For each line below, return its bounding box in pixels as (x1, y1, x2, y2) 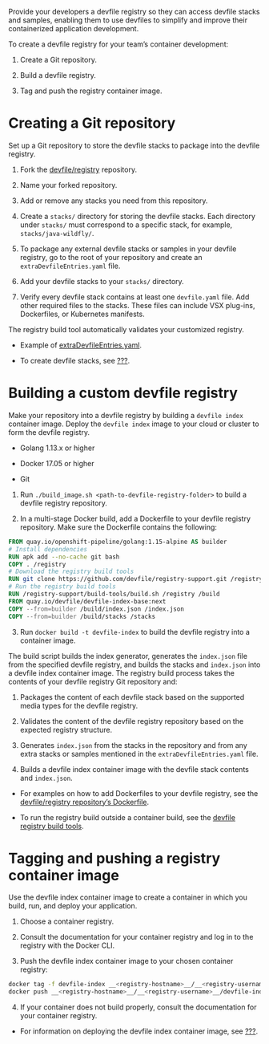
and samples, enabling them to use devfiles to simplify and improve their (8, 15, 248, 25)
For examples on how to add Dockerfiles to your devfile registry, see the (19, 788, 259, 798)
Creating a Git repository (8, 114, 176, 132)
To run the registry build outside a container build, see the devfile (19, 812, 236, 822)
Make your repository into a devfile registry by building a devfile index (8, 410, 244, 420)
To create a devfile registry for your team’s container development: (8, 39, 229, 49)
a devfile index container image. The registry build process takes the (8, 668, 235, 677)
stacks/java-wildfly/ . (19, 228, 94, 238)
